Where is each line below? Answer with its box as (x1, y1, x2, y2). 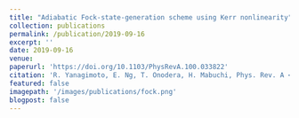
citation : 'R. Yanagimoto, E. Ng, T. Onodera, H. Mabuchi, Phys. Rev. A (9, 71, 285, 80)
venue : (9, 54, 34, 63)
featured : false (9, 79, 69, 88)
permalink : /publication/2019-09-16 (9, 29, 145, 38)
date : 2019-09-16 (9, 46, 74, 55)
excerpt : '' (9, 37, 53, 47)
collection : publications (9, 21, 105, 30)
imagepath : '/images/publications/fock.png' (9, 87, 177, 96)
